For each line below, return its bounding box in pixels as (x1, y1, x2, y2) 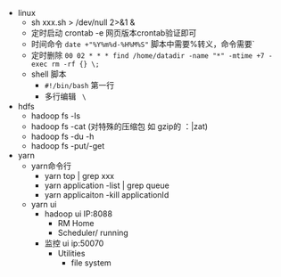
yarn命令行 (30, 160, 72, 171)
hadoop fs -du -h (30, 131, 95, 142)
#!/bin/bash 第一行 (44, 80, 115, 90)
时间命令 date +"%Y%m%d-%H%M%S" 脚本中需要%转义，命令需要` (30, 39, 256, 49)
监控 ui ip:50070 (44, 238, 104, 248)
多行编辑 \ (44, 91, 87, 102)
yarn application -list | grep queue (44, 180, 169, 191)
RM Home (57, 218, 95, 228)
